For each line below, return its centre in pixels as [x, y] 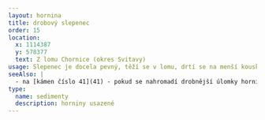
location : [24, 37]
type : [17, 89]
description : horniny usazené [65, 103]
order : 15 [24, 30]
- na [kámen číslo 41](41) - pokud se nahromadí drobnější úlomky [127, 81]
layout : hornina [35, 15]
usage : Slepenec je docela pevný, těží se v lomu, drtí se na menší [123, 67]
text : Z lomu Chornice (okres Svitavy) [81, 60]
